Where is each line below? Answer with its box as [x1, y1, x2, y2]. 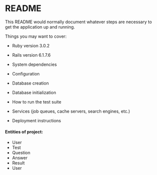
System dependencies [12, 61, 57, 67]
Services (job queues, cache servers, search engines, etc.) [12, 108, 130, 114]
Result [12, 160, 25, 166]
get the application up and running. [5, 24, 75, 29]
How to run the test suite [12, 99, 62, 104]
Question [12, 150, 31, 156]
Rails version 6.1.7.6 [12, 52, 51, 58]
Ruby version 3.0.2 [12, 43, 50, 48]
